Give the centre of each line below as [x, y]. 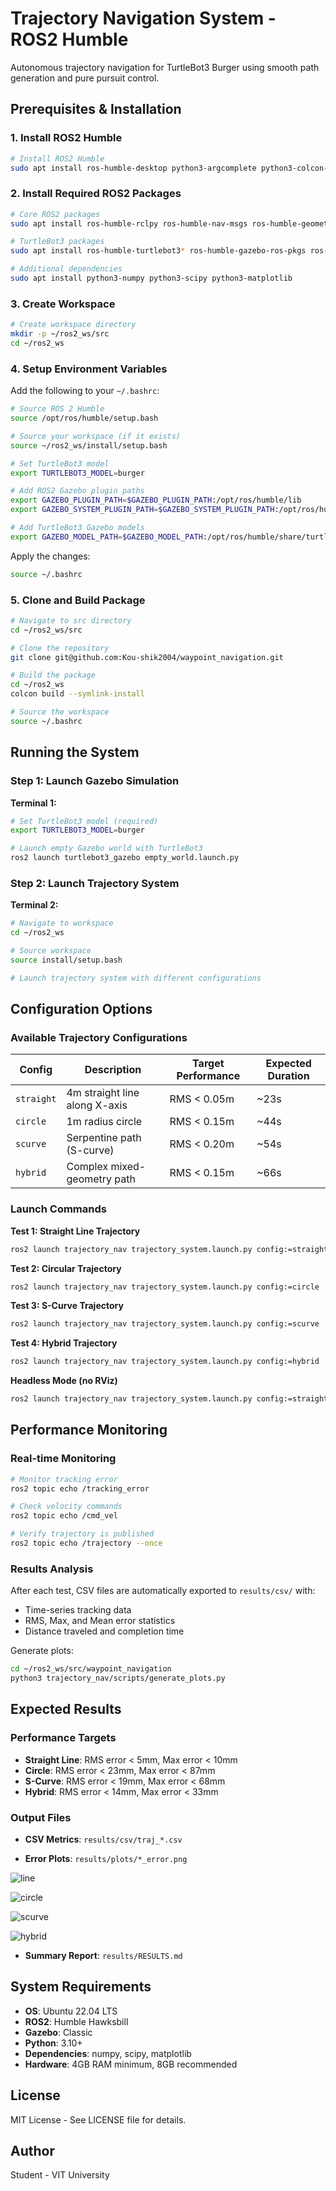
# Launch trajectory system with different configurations [136, 978]
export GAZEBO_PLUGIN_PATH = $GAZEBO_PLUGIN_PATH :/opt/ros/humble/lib [156, 500]
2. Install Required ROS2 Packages [96, 194]
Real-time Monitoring [63, 1459]
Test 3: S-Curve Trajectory [67, 1306]
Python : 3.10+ [53, 2043]
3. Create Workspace [63, 304]
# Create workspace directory [73, 325]
